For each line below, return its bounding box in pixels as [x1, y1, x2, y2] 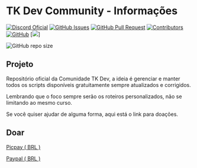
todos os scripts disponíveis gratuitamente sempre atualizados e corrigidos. [6, 81, 191, 88]
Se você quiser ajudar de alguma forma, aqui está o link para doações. [6, 111, 179, 118]
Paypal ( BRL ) [6, 155, 41, 162]
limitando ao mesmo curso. [6, 99, 73, 106]
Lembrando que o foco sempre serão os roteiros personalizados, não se [6, 93, 182, 100]
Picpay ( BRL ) [6, 143, 41, 150]
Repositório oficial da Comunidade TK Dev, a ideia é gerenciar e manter [6, 75, 180, 82]
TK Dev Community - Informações [6, 4, 178, 18]
